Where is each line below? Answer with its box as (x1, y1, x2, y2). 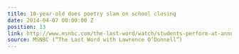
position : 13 (7, 23, 46, 30)
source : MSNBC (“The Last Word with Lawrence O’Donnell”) (7, 36, 183, 43)
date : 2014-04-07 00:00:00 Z (7, 17, 94, 24)
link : (7, 29, 23, 37)
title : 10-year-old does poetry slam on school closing (7, 10, 176, 18)
